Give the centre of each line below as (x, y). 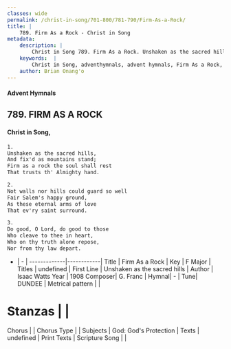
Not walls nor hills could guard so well (67, 191)
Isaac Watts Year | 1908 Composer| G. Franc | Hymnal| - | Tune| (107, 276)
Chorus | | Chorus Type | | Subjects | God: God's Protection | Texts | (103, 330)
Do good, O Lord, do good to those (58, 229)
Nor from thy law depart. (44, 248)
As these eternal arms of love (52, 204)
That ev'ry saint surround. (47, 211)
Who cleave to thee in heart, (51, 236)
